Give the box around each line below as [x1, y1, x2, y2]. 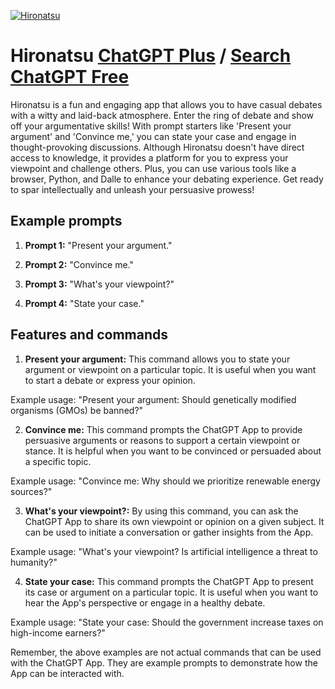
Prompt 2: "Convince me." [24, 258, 134, 270]
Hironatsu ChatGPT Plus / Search [10, 45, 292, 67]
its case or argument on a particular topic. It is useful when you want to [24, 586, 319, 598]
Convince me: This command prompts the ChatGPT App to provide [24, 423, 303, 435]
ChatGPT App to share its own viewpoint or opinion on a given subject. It [24, 515, 325, 527]
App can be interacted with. [10, 667, 125, 679]
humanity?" [10, 556, 58, 568]
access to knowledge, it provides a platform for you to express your [10, 151, 289, 164]
